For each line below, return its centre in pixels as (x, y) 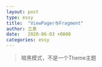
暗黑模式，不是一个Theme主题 (58, 58)
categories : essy (28, 40)
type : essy (20, 18)
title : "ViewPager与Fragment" (45, 23)
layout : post (22, 12)
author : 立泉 (22, 29)
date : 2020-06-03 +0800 (38, 34)
